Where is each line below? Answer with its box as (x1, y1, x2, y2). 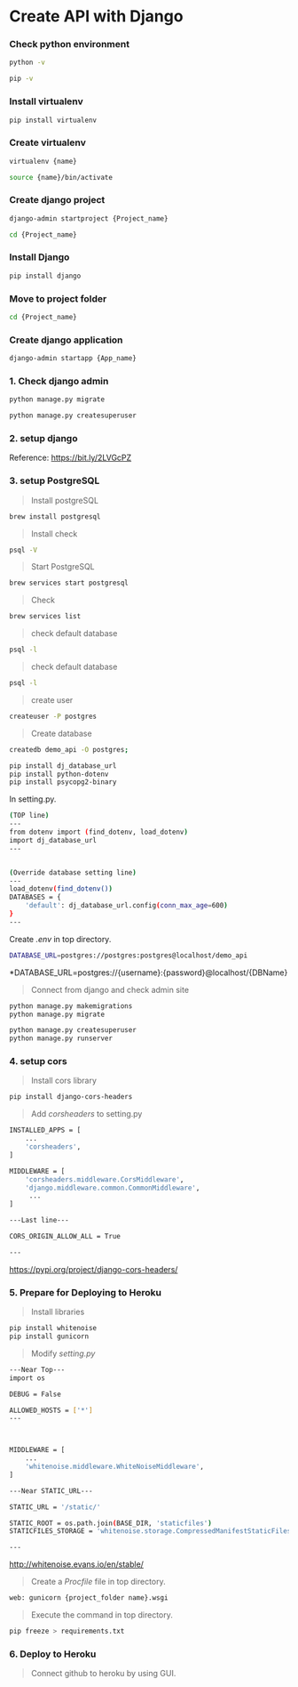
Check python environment (9, 38, 130, 51)
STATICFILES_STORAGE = (9, 1527, 93, 1536)
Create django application (9, 334, 123, 346)
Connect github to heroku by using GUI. (30, 1668, 176, 1679)
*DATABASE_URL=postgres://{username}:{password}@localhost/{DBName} (9, 967, 288, 978)
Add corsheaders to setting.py (30, 1109, 143, 1119)
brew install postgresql (9, 512, 101, 521)
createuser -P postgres (9, 712, 98, 721)
